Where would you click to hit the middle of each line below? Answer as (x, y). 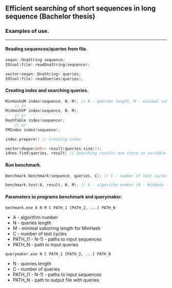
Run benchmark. (24, 165)
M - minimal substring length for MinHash (57, 228)
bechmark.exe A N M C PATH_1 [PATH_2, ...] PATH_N (60, 208)
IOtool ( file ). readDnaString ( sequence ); (48, 65)
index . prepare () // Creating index (43, 139)
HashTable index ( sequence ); (35, 120)
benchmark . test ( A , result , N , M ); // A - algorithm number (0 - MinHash (84, 185)
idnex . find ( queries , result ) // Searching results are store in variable (86, 153)
